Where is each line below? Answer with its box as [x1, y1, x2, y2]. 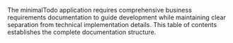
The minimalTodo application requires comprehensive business [7, 6, 193, 14]
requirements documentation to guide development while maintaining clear [7, 13, 227, 21]
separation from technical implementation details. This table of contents [7, 21, 217, 28]
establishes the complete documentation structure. [7, 28, 157, 36]
